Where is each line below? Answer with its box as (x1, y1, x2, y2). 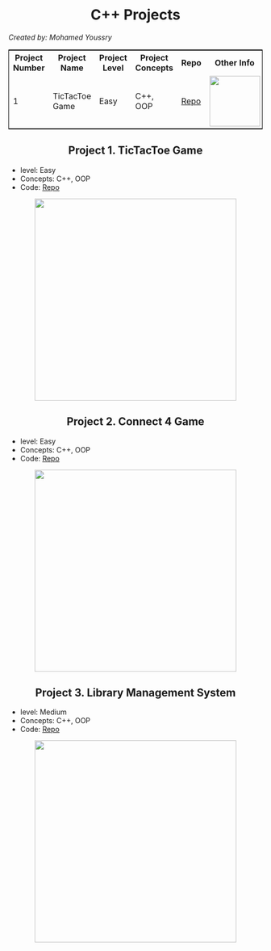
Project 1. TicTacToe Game (68, 144, 203, 158)
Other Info (215, 57, 255, 68)
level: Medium (19, 707, 67, 717)
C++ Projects (90, 6, 181, 24)
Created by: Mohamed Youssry (8, 32, 113, 42)
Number (13, 62, 45, 74)
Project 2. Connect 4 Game (66, 414, 205, 429)
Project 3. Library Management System (35, 685, 236, 700)
